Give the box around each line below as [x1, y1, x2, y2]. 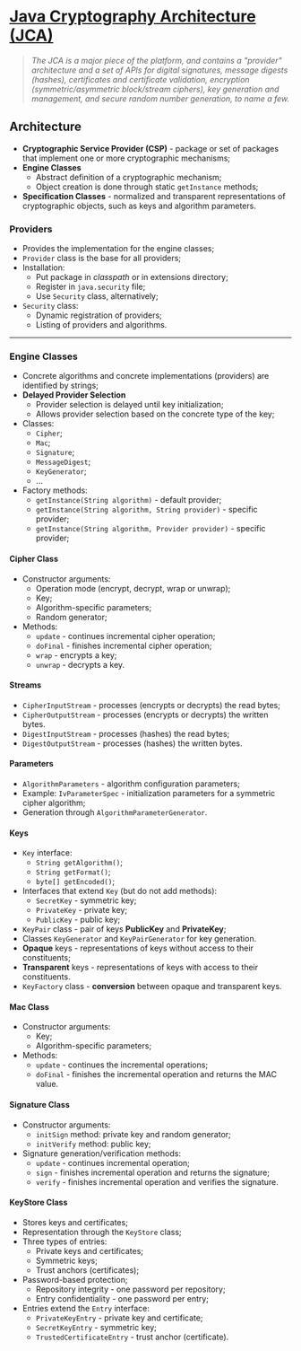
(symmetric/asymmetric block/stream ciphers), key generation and [30, 83, 279, 94]
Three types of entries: [21, 1236, 107, 1247]
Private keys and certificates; [35, 1245, 144, 1256]
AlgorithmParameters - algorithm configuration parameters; [21, 778, 240, 789]
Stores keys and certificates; [21, 1216, 128, 1227]
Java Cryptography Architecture [9, 6, 257, 27]
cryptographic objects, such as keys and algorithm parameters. [21, 200, 257, 211]
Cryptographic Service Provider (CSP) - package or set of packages [21, 143, 279, 154]
